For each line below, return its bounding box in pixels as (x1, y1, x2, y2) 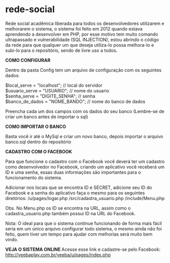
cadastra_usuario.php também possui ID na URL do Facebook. (5, 210, 136, 216)
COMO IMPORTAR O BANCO (5, 123, 66, 129)
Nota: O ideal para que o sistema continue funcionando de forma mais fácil (5, 220, 162, 226)
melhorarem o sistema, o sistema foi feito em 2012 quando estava (5, 25, 143, 31)
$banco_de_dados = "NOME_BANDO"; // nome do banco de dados (5, 98, 146, 105)
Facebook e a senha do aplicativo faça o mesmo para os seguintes (5, 189, 145, 196)
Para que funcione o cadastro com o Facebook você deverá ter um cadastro (5, 158, 165, 165)
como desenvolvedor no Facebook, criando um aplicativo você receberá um (5, 163, 165, 170)
